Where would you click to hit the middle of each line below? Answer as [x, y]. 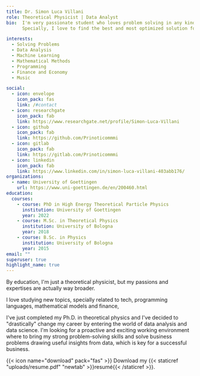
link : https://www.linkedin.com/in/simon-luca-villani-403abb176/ [101, 171]
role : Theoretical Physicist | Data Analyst [62, 17]
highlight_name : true [33, 265]
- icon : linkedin [33, 160]
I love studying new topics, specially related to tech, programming [87, 300]
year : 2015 [35, 248]
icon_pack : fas [36, 99]
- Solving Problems [36, 45]
